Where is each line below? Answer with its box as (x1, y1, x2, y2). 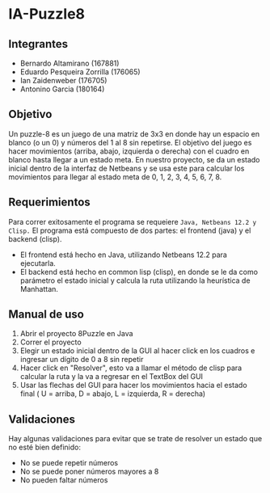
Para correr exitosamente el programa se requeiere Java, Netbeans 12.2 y (8, 217, 257, 226)
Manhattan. (19, 284, 59, 293)
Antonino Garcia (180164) (19, 84, 105, 94)
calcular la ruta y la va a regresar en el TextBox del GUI (19, 372, 204, 381)
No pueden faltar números (19, 475, 108, 485)
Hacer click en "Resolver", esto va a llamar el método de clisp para (19, 363, 243, 373)
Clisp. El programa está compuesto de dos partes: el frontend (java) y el (8, 225, 251, 235)
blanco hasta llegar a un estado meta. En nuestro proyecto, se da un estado (8, 154, 260, 164)
